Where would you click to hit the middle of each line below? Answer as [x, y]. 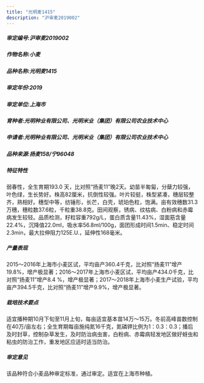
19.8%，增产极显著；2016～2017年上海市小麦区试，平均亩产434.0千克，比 [100, 272]
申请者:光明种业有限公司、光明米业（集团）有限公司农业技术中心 [87, 137]
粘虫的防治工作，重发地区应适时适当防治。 [60, 342]
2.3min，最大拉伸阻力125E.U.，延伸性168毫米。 [66, 233]
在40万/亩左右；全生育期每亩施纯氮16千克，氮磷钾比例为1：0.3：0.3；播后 [100, 327]
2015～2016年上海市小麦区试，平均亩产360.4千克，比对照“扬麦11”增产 [94, 264]
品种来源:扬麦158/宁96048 [40, 154]
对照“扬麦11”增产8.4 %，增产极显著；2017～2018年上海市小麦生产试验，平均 [102, 280]
